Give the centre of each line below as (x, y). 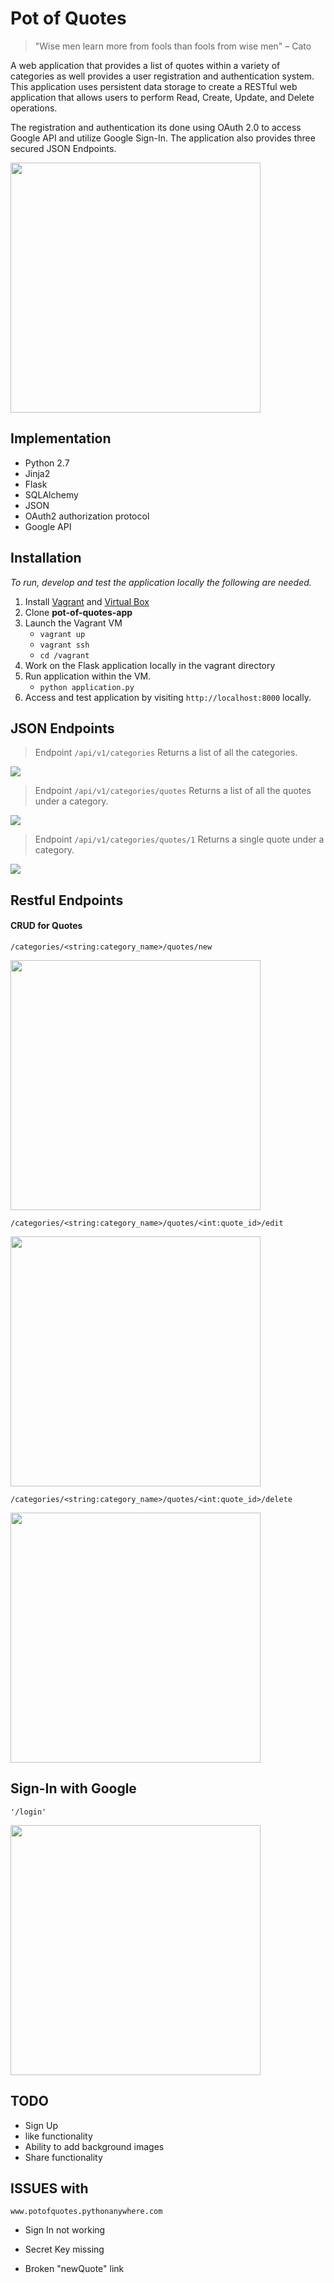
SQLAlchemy (51, 494)
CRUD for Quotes (46, 926)
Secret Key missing (64, 2249)
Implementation (61, 438)
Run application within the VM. (88, 676)
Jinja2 (37, 473)
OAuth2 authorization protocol (87, 516)
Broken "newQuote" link (74, 2269)
